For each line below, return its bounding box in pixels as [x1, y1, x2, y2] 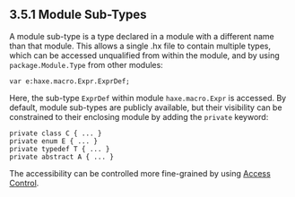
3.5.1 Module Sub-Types [9, 7, 147, 22]
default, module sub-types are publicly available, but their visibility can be [9, 102, 282, 113]
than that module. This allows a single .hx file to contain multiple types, [9, 40, 272, 51]
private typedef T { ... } [9, 144, 110, 153]
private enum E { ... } [9, 136, 99, 146]
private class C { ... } [9, 129, 102, 138]
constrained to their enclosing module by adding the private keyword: [9, 111, 269, 122]
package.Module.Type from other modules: [9, 59, 163, 70]
